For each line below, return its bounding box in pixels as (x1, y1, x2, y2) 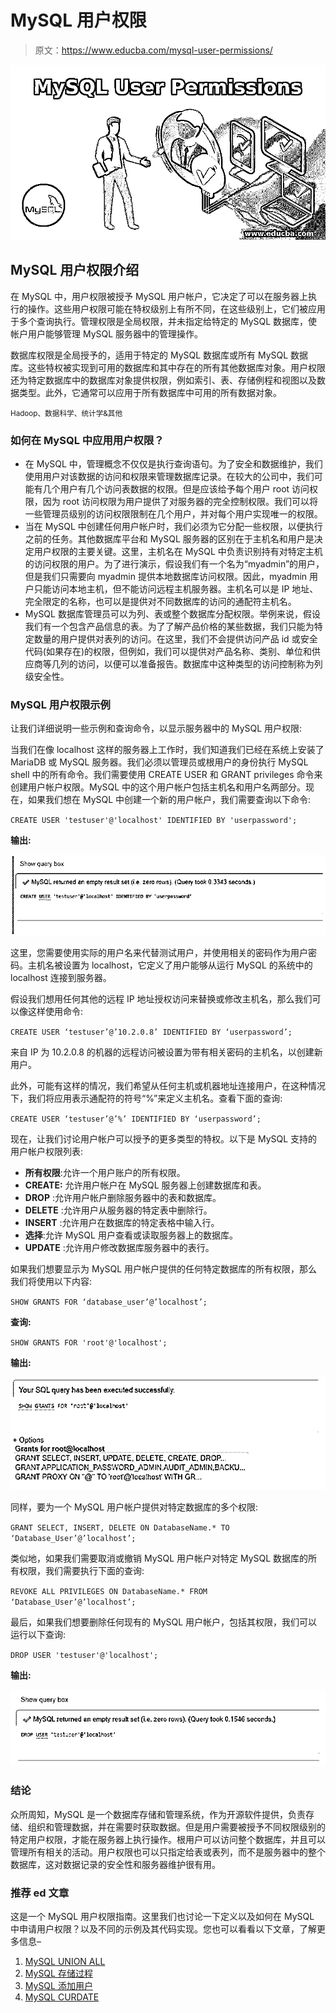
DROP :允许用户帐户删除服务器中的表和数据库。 (24, 1191, 222, 1203)
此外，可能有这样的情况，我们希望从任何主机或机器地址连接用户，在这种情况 (10, 1079, 326, 1091)
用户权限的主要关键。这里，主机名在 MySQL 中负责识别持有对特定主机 (33, 546, 323, 558)
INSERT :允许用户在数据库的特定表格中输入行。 (24, 1216, 220, 1228)
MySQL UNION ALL (24, 1955, 106, 1967)
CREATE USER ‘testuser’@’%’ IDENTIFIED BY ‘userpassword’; (10, 1114, 262, 1124)
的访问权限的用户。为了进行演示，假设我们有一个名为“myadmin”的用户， (24, 558, 325, 570)
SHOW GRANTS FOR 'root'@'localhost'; (10, 1337, 168, 1348)
